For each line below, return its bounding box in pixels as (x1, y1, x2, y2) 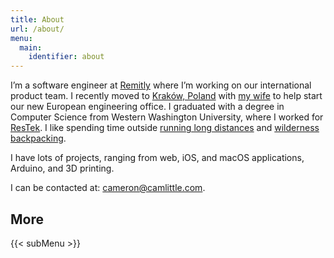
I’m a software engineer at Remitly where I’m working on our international (10, 79, 312, 91)
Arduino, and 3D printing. (10, 162, 115, 175)
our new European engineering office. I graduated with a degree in (10, 101, 285, 113)
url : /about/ (10, 24, 65, 34)
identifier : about (28, 52, 105, 62)
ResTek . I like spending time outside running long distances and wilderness (10, 122, 320, 134)
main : (19, 42, 43, 53)
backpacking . (10, 132, 67, 145)
